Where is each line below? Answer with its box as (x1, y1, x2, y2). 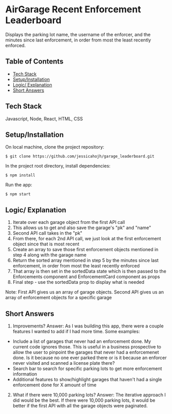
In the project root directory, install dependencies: (5, 163, 111, 169)
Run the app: (5, 182, 32, 188)
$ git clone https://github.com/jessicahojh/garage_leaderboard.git (5, 154, 155, 159)
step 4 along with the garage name (12, 252, 87, 258)
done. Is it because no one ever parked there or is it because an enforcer (12, 355, 167, 361)
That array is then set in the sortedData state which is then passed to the (12, 268, 166, 275)
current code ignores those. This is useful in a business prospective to (12, 344, 161, 349)
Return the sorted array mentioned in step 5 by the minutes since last (12, 257, 159, 263)
